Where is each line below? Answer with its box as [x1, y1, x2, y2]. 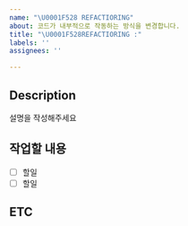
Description [9, 87, 76, 103]
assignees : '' [9, 47, 63, 56]
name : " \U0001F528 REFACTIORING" [9, 13, 134, 22]
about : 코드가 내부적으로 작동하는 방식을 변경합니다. [9, 22, 181, 30]
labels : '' [9, 38, 50, 48]
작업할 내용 [9, 141, 67, 157]
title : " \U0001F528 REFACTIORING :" [9, 30, 142, 39]
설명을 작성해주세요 [9, 112, 77, 123]
